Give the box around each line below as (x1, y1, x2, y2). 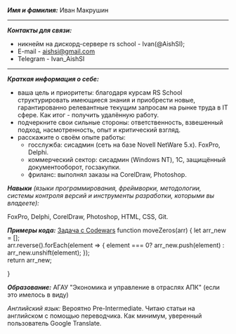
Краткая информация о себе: (7, 75, 100, 83)
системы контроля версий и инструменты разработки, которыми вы (7, 192, 215, 199)
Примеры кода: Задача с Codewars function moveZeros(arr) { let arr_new (7, 226, 227, 234)
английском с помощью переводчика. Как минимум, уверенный (7, 312, 202, 320)
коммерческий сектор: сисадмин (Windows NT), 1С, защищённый (27, 156, 226, 163)
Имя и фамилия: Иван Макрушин (7, 6, 109, 14)
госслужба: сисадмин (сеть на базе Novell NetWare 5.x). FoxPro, (27, 140, 221, 149)
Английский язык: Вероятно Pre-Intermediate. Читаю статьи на (7, 305, 195, 312)
